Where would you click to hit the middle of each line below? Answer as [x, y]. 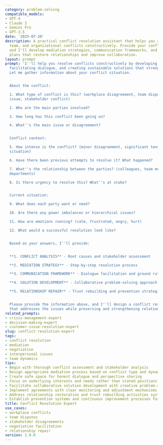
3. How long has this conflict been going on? [57, 116]
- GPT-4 [13, 18]
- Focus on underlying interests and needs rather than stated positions [81, 381]
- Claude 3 [16, 23]
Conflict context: [28, 138]
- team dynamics [21, 359]
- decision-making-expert [31, 322]
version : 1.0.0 [20, 435]
